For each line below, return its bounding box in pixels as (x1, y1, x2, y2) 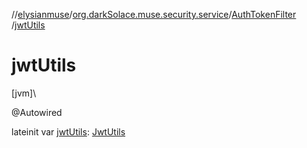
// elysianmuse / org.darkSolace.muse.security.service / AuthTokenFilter (11, 9, 297, 20)
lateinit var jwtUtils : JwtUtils (11, 125, 126, 138)
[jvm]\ (11, 87, 37, 99)
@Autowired (11, 106, 63, 118)
